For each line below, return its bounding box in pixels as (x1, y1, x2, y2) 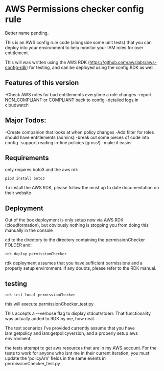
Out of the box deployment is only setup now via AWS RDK (5, 217, 124, 223)
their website (5, 190, 31, 196)
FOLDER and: (5, 242, 32, 248)
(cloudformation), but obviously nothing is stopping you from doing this (5, 222, 149, 228)
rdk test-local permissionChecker (5, 292, 76, 297)
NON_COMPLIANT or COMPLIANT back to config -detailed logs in (5, 97, 139, 103)
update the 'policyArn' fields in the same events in (5, 355, 106, 361)
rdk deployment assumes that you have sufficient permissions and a (5, 260, 143, 266)
